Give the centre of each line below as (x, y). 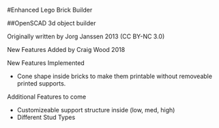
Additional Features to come (47, 97)
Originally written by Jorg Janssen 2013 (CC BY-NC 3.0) (86, 36)
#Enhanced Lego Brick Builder (50, 10)
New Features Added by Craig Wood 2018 (66, 50)
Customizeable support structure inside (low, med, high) (96, 110)
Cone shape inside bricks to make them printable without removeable (115, 76)
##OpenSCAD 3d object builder (52, 23)
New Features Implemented (46, 63)
